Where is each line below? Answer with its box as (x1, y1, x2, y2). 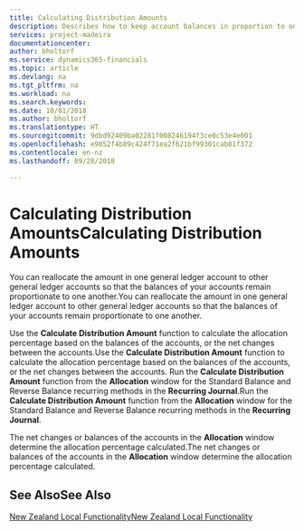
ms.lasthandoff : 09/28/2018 (9, 156, 116, 166)
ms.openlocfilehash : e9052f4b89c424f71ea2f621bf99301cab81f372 (9, 140, 253, 149)
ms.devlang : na (9, 72, 67, 82)
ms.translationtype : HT (9, 123, 100, 132)
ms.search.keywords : (9, 97, 88, 107)
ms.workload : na (9, 89, 71, 98)
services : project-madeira (9, 30, 111, 39)
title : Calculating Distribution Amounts (9, 13, 168, 23)
